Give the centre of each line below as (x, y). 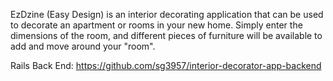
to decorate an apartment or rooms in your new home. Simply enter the (156, 25)
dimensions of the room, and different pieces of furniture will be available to (166, 35)
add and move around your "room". (83, 46)
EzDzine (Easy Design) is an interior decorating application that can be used (167, 14)
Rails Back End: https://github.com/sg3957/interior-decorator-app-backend (166, 65)
